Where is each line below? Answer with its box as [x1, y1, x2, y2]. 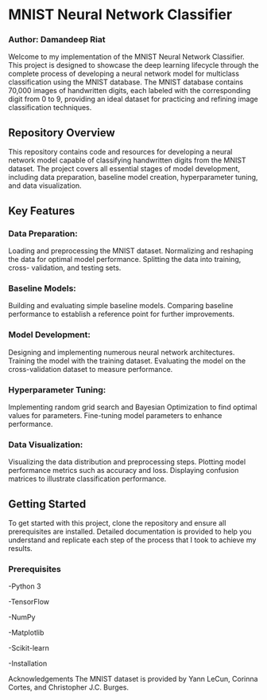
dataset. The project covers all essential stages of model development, [8, 164, 241, 174]
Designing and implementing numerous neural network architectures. [8, 347, 235, 357]
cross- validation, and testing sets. [8, 263, 122, 272]
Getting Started [8, 497, 87, 510]
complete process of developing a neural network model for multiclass [8, 69, 240, 79]
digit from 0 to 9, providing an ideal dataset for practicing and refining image [8, 94, 258, 104]
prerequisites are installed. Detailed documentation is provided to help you [8, 526, 252, 536]
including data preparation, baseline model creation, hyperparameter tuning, [8, 173, 258, 182]
